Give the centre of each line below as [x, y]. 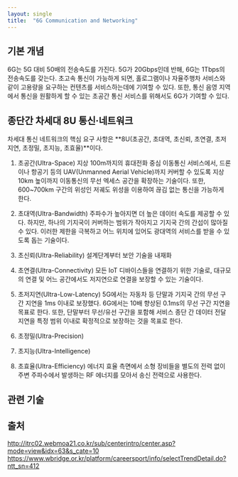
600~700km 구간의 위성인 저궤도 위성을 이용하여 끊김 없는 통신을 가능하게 [121, 190]
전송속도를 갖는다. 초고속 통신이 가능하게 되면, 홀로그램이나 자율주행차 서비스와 [117, 78]
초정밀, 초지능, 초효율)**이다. [63, 148]
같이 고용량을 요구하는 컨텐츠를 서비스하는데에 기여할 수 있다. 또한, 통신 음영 [113, 87]
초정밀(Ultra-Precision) [50, 336]
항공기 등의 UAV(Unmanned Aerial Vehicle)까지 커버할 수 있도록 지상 [128, 172]
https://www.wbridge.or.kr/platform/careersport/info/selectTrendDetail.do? [117, 459]
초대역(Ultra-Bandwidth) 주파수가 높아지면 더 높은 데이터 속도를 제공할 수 [120, 214]
